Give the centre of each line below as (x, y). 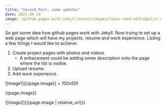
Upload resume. (29, 69)
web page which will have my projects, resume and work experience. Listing (83, 38)
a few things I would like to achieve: (41, 43)
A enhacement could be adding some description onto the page (84, 58)
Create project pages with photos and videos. (59, 53)
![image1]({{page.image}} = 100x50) (42, 83)
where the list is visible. (43, 63)
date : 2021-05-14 (23, 14)
